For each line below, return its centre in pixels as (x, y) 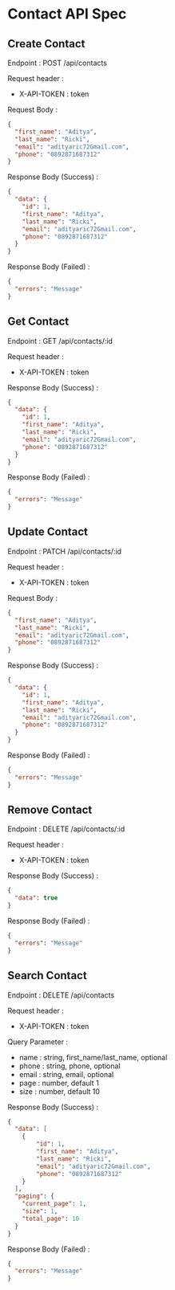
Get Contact (38, 322)
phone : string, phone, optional (70, 1066)
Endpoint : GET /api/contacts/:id (60, 341)
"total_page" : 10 (51, 1219)
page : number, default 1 (59, 1083)
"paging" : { (35, 1196)
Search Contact (47, 976)
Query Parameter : (38, 1042)
